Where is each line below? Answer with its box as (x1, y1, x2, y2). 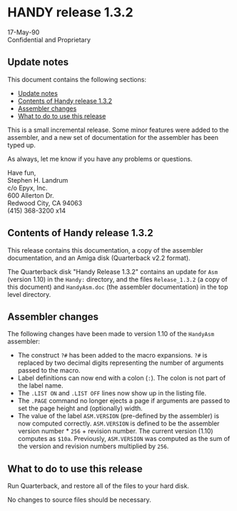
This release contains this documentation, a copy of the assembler (7, 246, 203, 254)
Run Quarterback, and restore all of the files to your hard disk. (7, 482, 189, 490)
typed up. (7, 141, 36, 149)
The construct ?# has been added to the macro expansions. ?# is (17, 351, 208, 360)
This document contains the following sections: (7, 75, 146, 84)
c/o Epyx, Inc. (7, 183, 48, 192)
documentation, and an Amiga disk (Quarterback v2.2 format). (7, 253, 191, 262)
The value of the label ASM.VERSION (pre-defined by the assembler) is (17, 412, 220, 420)
